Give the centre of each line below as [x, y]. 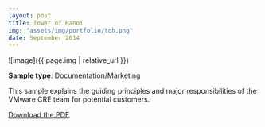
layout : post [30, 15]
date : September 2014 [44, 38]
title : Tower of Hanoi [46, 23]
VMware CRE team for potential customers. [79, 99]
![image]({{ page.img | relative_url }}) [69, 60]
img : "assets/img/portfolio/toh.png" [71, 30]
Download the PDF [39, 115]
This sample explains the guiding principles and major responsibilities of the [132, 91]
